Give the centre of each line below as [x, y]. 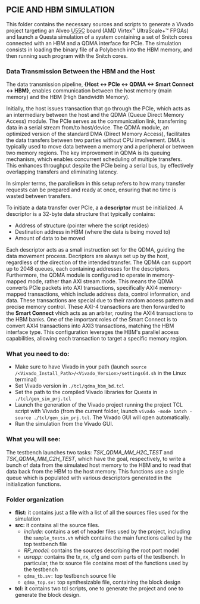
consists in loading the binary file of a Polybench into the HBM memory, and [99, 49]
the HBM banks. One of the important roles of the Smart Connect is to [92, 320]
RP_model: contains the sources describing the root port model [101, 550]
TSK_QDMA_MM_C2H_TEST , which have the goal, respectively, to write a [96, 459]
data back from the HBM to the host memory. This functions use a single [95, 471]
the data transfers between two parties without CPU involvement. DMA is [96, 140]
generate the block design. [48, 595]
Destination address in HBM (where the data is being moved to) [93, 232]
